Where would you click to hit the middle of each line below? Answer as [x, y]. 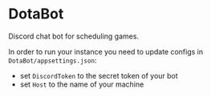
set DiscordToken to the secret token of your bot [99, 75]
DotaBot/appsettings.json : [53, 60]
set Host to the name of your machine [82, 84]
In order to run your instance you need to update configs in [106, 51]
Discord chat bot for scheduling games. [73, 36]
